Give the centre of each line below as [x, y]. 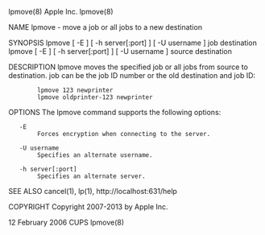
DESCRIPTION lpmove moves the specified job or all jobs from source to [128, 67]
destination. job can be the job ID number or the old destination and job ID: [132, 75]
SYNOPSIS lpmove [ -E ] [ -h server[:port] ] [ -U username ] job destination [133, 43]
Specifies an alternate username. [95, 155]
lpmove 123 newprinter [75, 90]
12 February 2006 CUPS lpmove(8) [66, 222]
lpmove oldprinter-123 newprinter [95, 97]
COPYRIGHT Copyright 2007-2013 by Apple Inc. [88, 207]
